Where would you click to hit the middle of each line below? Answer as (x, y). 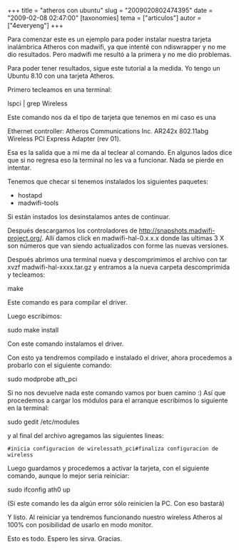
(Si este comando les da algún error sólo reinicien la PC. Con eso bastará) (116, 503)
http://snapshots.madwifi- (177, 230)
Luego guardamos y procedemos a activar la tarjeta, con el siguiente (108, 468)
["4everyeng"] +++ (35, 25)
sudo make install (33, 330)
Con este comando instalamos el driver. (66, 344)
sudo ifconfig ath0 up (39, 489)
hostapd (30, 195)
